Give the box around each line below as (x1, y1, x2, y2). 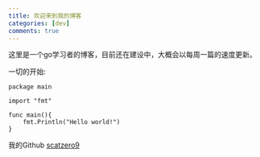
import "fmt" (8, 97, 52, 105)
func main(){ (8, 111, 52, 119)
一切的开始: (8, 67, 47, 76)
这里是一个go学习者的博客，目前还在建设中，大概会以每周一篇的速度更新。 (8, 50, 257, 60)
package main (8, 83, 52, 91)
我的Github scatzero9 (8, 140, 80, 150)
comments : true (8, 27, 60, 35)
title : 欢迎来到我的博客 (8, 11, 82, 20)
